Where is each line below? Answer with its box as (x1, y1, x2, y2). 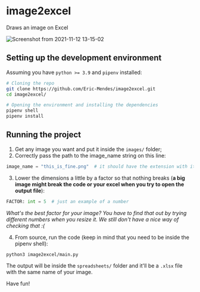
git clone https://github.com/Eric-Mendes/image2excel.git (6, 85, 156, 92)
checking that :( (6, 222, 45, 229)
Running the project (6, 130, 82, 140)
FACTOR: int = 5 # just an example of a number (6, 198, 129, 204)
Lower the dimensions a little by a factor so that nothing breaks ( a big (14, 174, 186, 182)
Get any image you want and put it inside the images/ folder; (14, 145, 162, 153)
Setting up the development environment (6, 53, 162, 63)
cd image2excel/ (6, 91, 46, 97)
